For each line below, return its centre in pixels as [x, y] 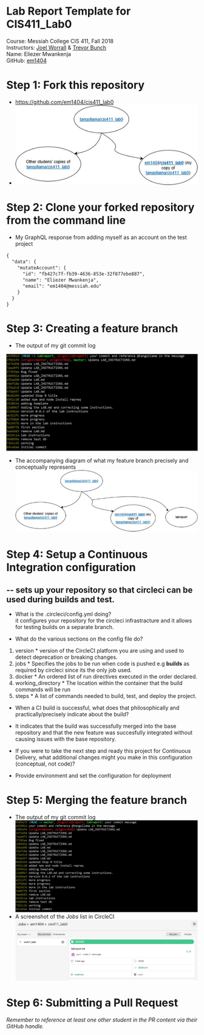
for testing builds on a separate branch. [64, 627]
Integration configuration [71, 567]
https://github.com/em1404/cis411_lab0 [64, 102]
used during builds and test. [61, 599]
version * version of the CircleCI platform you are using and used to [99, 651]
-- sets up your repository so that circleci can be [100, 590]
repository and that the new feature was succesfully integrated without [104, 733]
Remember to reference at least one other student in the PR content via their [102, 1020]
